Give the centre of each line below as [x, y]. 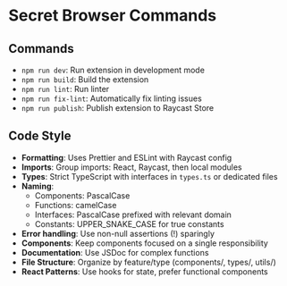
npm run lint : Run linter [65, 89]
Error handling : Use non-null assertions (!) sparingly [118, 233]
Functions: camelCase [76, 205]
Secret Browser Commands [113, 16]
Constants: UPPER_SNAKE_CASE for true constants [129, 223]
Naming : [38, 186]
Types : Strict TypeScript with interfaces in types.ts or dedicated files [149, 176]
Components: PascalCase [82, 195]
